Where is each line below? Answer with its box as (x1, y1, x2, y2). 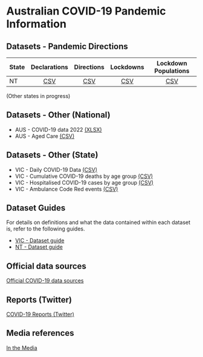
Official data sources (6, 261, 86, 271)
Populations (154, 67, 190, 75)
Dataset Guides (6, 203, 66, 213)
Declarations (30, 63, 68, 71)
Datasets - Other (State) (6, 150, 98, 160)
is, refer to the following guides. (6, 225, 85, 232)
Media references (6, 328, 74, 338)
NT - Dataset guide (14, 243, 63, 251)
